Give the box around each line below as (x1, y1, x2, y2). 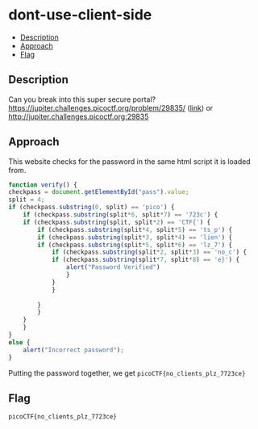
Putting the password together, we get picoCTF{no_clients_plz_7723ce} (8, 368, 246, 377)
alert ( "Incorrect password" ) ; (23, 346, 125, 354)
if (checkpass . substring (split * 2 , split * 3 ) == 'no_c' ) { (51, 248, 248, 256)
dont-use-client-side (8, 6, 152, 24)
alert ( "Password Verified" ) (65, 263, 160, 271)
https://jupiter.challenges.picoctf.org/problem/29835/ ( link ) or (8, 103, 214, 112)
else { (8, 338, 31, 347)
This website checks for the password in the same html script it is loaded (8, 156, 252, 166)
